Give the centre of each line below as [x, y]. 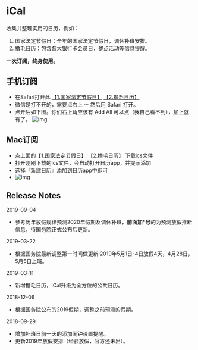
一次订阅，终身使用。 [32, 61]
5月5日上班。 [31, 261]
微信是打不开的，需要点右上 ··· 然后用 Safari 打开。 [77, 104]
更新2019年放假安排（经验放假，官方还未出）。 [72, 341]
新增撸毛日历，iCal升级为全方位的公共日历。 [69, 285]
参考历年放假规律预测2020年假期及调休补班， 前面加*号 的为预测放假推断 [103, 222]
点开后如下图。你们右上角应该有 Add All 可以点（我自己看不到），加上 [99, 112]
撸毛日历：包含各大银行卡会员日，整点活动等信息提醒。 [82, 48]
